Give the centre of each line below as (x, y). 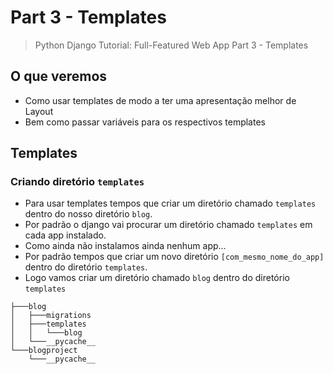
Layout (39, 111)
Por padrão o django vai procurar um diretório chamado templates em (168, 225)
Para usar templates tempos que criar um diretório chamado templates (170, 203)
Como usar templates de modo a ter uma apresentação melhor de (160, 100)
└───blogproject (44, 351)
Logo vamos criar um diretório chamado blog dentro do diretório (157, 278)
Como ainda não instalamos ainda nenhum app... (125, 246)
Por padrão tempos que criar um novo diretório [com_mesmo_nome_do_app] (174, 257)
